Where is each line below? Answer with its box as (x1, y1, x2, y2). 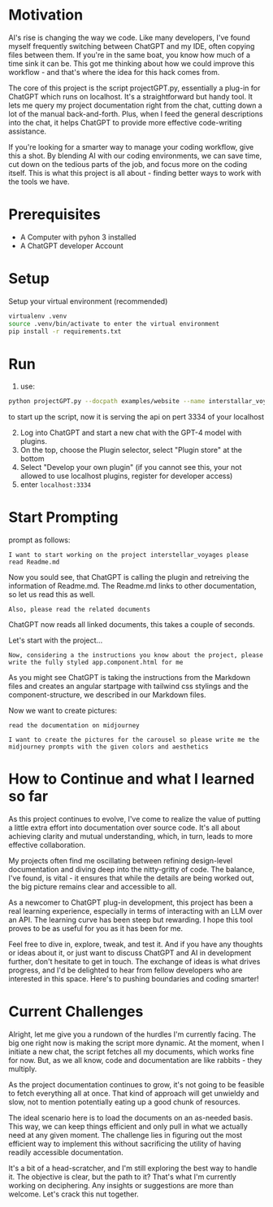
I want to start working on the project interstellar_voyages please (8, 551, 249, 560)
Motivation (8, 6, 84, 24)
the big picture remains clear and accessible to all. (8, 882, 177, 892)
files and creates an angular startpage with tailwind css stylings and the (8, 682, 249, 691)
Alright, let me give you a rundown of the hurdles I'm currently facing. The (8, 1029, 256, 1039)
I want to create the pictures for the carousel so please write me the (8, 735, 260, 744)
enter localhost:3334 (19, 480, 92, 489)
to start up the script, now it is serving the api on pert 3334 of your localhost (8, 412, 265, 422)
